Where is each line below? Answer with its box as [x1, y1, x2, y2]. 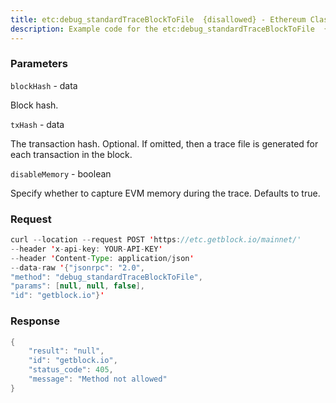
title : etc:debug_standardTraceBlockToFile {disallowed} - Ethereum [10, 14, 307, 25]
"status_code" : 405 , [28, 365, 114, 375]
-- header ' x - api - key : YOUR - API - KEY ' [10, 244, 163, 254]
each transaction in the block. [10, 148, 133, 160]
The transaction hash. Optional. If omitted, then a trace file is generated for [10, 137, 319, 150]
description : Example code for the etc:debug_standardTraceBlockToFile [10, 24, 315, 34]
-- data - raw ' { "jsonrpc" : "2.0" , [10, 262, 145, 273]
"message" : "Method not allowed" [28, 374, 168, 385]
